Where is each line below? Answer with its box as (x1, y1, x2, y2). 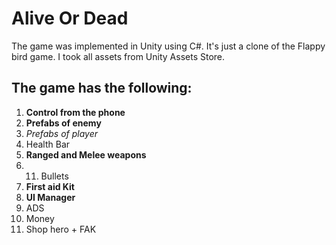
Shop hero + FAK (25, 223, 97, 235)
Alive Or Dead (11, 7, 129, 30)
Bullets (40, 170, 69, 182)
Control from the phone (25, 106, 126, 118)
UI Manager (25, 191, 76, 203)
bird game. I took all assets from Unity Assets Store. (11, 50, 226, 62)
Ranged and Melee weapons (25, 148, 147, 161)
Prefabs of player (25, 127, 98, 139)
